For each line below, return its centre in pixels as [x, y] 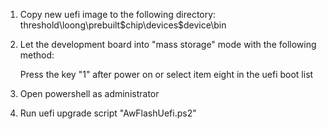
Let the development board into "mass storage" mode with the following [168, 44]
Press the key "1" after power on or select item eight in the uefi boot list [166, 74]
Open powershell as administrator [89, 93]
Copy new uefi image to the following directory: [118, 14]
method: [37, 55]
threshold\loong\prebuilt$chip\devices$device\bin [123, 25]
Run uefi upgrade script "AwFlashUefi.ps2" [108, 113]
